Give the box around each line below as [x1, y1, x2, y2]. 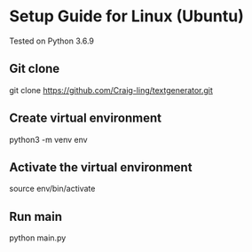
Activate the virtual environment [9, 160, 193, 175]
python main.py [9, 232, 67, 243]
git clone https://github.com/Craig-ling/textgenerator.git [9, 84, 213, 95]
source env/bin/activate [9, 184, 96, 194]
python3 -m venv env [9, 134, 88, 145]
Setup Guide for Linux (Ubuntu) [9, 6, 244, 27]
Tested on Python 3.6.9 [9, 35, 95, 46]
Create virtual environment [9, 111, 162, 126]
